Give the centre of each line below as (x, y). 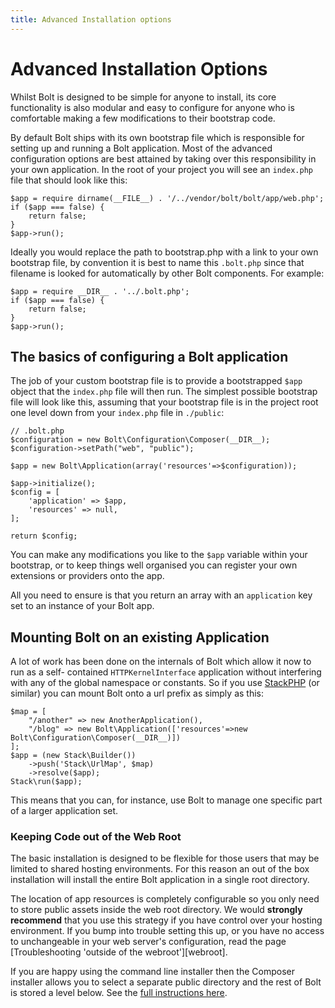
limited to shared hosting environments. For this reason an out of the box (160, 869)
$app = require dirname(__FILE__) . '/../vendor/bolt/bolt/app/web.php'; (167, 198)
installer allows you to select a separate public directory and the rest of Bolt (166, 982)
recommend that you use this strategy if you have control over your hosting (166, 920)
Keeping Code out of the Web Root (96, 837)
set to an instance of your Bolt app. (82, 606)
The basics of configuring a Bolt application (149, 356)
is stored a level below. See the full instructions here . (119, 993)
